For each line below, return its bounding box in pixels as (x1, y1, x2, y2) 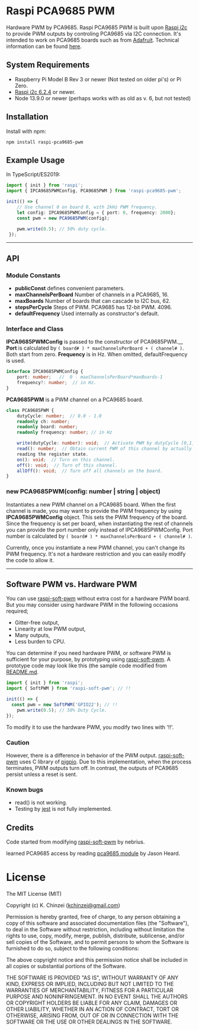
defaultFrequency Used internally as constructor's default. (14, 310, 159, 317)
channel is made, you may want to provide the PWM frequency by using (6, 507, 182, 514)
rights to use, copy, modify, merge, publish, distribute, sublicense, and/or (6, 932, 185, 939)
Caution (6, 738, 30, 746)
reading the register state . (17, 451, 89, 457)
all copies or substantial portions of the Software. (6, 963, 126, 970)
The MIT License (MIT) (6, 890, 62, 898)
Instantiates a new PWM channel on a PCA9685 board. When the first (6, 500, 176, 508)
